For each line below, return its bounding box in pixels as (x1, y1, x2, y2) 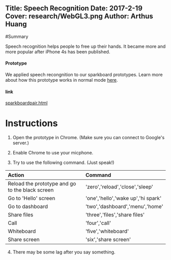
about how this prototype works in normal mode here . (5, 77, 118, 83)
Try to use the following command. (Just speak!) (12, 159, 115, 166)
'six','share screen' (85, 236, 131, 243)
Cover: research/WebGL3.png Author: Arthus (5, 12, 154, 21)
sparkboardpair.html (5, 100, 48, 106)
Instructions (5, 118, 58, 129)
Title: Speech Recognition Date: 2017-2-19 (5, 4, 142, 13)
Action (8, 172, 24, 179)
